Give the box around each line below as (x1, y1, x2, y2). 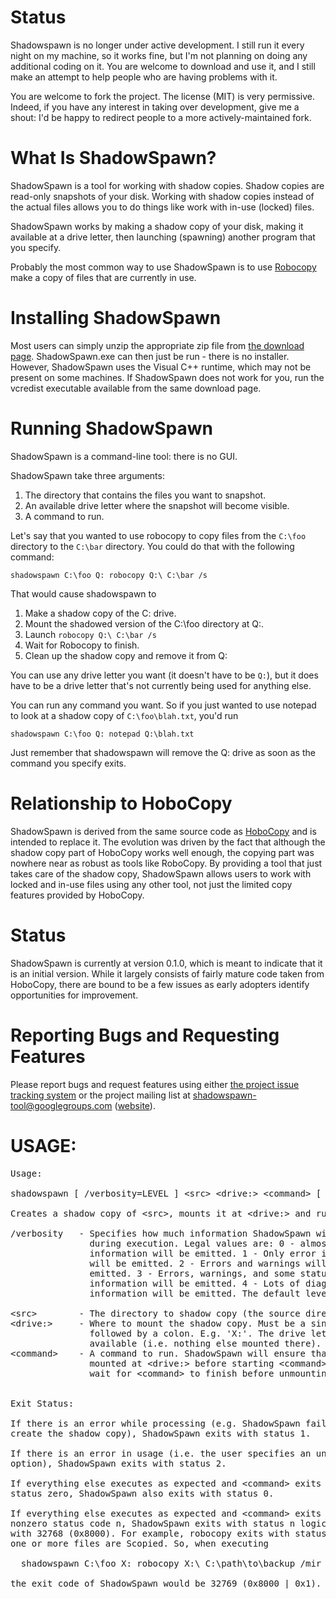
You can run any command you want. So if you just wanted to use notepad (10, 699, 317, 711)
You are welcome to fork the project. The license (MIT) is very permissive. (10, 90, 315, 102)
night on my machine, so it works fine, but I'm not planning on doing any (10, 49, 308, 61)
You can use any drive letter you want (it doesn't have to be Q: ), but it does (10, 669, 319, 681)
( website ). (114, 1099, 156, 1111)
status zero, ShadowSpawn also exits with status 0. (10, 1487, 275, 1499)
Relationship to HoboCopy (10, 792, 233, 815)
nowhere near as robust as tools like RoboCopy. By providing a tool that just (10, 857, 323, 869)
